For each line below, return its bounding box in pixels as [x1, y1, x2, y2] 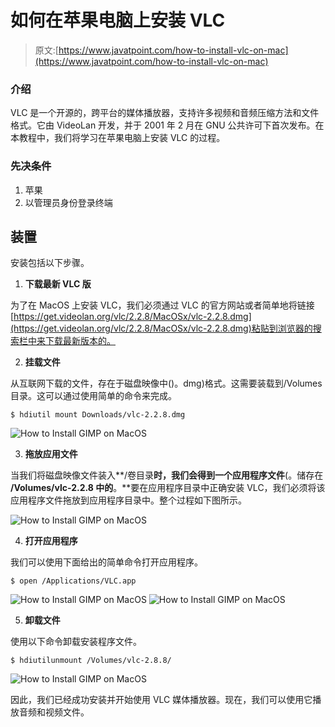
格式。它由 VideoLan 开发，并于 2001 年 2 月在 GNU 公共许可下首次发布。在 [10, 119, 325, 131]
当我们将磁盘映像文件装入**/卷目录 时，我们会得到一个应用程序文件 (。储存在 [10, 469, 324, 481]
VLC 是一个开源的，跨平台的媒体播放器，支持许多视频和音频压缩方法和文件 [10, 107, 320, 119]
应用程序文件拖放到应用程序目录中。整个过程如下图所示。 [10, 494, 247, 506]
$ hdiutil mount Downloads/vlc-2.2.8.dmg [10, 410, 186, 420]
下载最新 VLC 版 [24, 278, 92, 290]
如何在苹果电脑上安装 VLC [10, 9, 226, 32]
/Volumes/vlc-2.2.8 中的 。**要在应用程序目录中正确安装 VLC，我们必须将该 [10, 482, 326, 494]
